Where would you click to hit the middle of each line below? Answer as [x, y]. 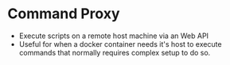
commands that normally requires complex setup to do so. [115, 52]
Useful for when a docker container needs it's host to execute [120, 44]
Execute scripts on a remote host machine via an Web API [113, 36]
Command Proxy [64, 14]
